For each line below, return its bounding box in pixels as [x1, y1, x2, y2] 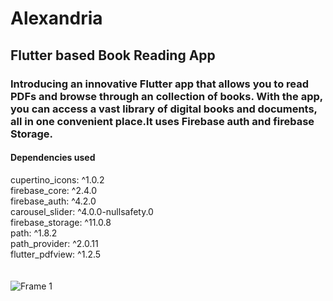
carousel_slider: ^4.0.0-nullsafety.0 [10, 205, 154, 217]
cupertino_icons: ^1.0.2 [10, 173, 105, 186]
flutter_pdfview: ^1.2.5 [10, 248, 102, 260]
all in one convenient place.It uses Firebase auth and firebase [10, 114, 315, 128]
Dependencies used [10, 152, 96, 164]
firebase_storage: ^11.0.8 [10, 216, 112, 228]
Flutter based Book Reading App [10, 47, 216, 64]
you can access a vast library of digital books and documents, [10, 102, 318, 116]
